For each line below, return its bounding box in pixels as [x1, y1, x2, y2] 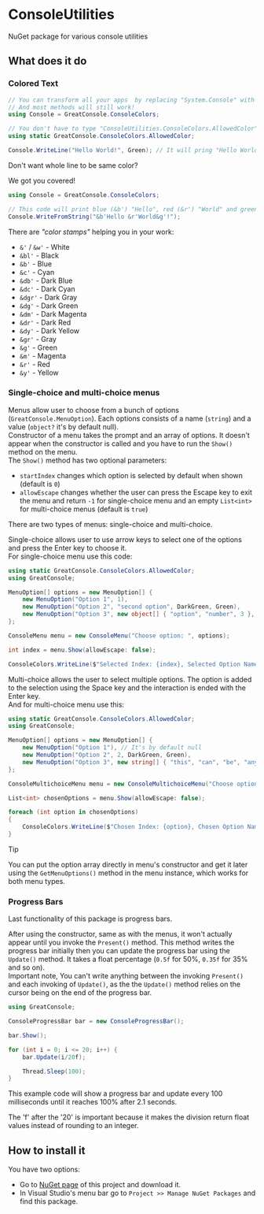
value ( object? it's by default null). [8, 421, 119, 431]
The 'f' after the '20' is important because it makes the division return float [8, 1112, 250, 1122]
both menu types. [8, 876, 65, 885]
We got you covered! [8, 176, 76, 185]
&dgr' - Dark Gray [19, 292, 78, 302]
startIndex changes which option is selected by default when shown [19, 470, 244, 480]
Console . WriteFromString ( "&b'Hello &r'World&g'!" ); [8, 213, 181, 221]
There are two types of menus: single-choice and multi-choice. [8, 519, 213, 529]
